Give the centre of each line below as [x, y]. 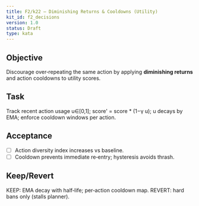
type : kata [20, 34]
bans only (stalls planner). [38, 197]
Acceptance [29, 136]
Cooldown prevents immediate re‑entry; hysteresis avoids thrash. [94, 157]
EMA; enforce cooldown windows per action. [61, 117]
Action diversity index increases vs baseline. [69, 150]
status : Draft [24, 28]
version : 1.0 [22, 22]
